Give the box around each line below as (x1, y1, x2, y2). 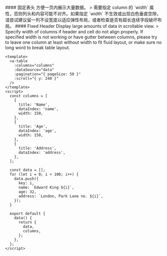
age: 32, (18, 189, 37, 194)
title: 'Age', (18, 124, 48, 129)
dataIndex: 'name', (18, 107, 59, 112)
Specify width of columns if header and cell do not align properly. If (5, 29, 143, 34)
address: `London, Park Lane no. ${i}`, (18, 194, 103, 199)
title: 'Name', (18, 102, 50, 107)
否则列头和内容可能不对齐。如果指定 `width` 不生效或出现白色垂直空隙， (13, 11, 162, 16)
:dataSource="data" (14, 67, 55, 72)
